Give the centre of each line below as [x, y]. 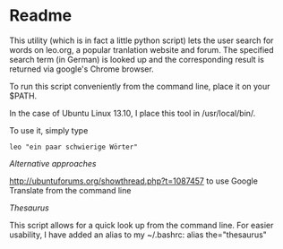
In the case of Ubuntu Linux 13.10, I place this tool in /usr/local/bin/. [133, 113]
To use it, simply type [49, 130]
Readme [41, 16]
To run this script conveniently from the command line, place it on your [140, 86]
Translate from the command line [70, 190]
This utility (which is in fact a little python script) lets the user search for [141, 40]
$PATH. [23, 96]
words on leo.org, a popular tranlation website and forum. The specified [142, 49]
